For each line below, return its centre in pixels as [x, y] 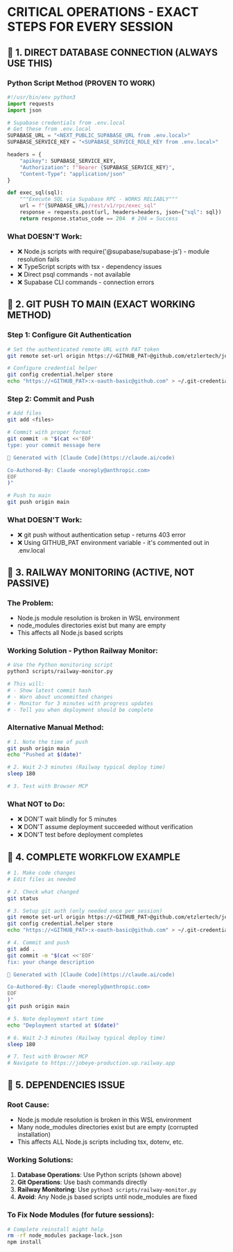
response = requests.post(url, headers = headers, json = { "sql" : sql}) [121, 212]
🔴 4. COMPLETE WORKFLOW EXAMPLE [94, 857]
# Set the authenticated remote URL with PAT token [83, 349]
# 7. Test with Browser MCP [48, 1057]
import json [24, 110]
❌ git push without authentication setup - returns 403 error [101, 535]
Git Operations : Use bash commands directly [82, 1182]
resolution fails [38, 259]
